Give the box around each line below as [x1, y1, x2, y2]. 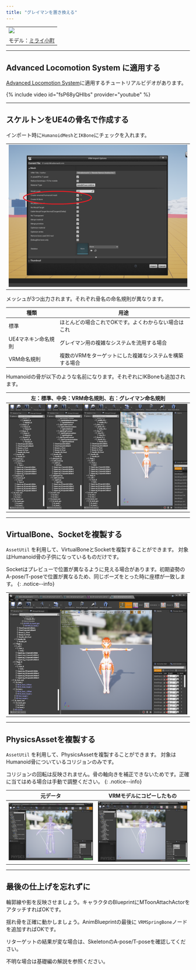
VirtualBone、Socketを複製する [6, 529, 123, 539]
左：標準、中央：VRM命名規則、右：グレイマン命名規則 [30, 395, 166, 402]
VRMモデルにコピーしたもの [108, 792, 177, 799]
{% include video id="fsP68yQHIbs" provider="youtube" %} [6, 91, 151, 98]
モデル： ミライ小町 [8, 37, 55, 44]
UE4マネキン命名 [8, 335, 50, 342]
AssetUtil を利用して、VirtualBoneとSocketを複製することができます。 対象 [6, 546, 188, 553]
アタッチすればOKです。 [6, 906, 64, 913]
